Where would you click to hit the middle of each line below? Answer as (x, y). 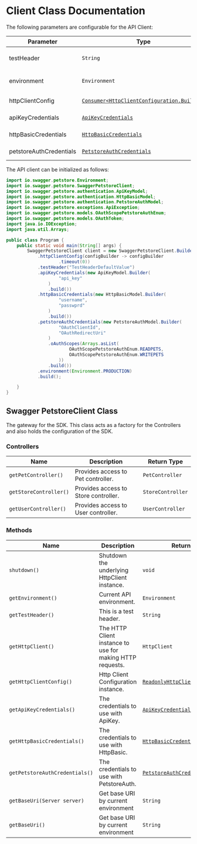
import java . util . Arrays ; (38, 229)
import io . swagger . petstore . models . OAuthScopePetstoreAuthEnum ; (86, 213)
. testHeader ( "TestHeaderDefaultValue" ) (86, 268)
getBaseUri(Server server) (47, 801)
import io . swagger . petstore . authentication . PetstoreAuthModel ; (85, 202)
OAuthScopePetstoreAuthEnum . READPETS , (116, 349)
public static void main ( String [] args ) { (69, 246)
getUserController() (38, 509)
